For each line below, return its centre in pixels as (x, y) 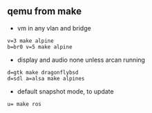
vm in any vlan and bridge (54, 28)
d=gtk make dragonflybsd (43, 72)
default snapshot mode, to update (65, 91)
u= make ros (24, 104)
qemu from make (44, 11)
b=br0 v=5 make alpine (40, 47)
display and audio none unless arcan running (81, 60)
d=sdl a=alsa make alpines (46, 78)
